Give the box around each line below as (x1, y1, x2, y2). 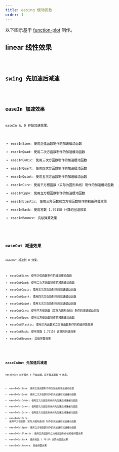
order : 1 (5, 12, 24, 17)
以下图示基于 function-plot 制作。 (5, 26, 75, 33)
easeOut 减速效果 (5, 243, 42, 249)
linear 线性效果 (5, 43, 52, 51)
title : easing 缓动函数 (5, 7, 52, 13)
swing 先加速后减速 (5, 75, 60, 82)
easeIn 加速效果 (5, 106, 45, 112)
